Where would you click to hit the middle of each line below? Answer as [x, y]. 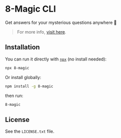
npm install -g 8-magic [29, 86]
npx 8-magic [17, 68]
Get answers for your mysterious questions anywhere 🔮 [61, 22]
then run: [14, 96]
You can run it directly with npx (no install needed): [56, 59]
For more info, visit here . [41, 32]
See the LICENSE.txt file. [30, 131]
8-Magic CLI [30, 9]
